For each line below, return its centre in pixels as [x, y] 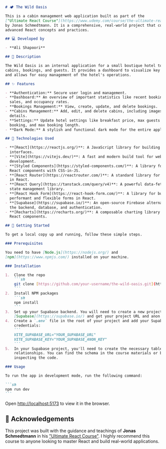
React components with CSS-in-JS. [45, 170]
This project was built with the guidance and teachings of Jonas [70, 431]
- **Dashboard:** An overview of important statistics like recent [76, 97]
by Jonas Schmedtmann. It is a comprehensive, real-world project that [80, 25]
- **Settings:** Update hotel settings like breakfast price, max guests [83, 120]
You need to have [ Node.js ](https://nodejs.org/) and [62, 252]
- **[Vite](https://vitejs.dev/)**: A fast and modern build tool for [79, 157]
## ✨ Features [20, 84]
